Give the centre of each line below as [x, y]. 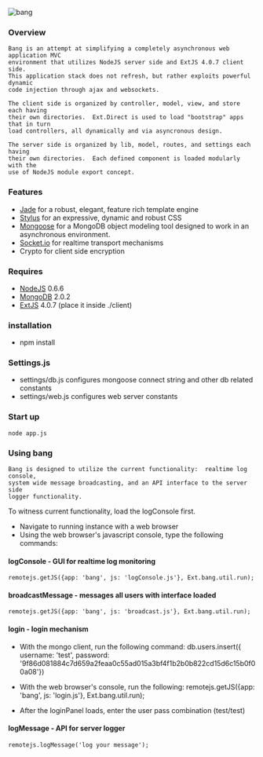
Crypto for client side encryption [72, 251]
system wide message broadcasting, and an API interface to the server [128, 483]
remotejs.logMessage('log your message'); [79, 745]
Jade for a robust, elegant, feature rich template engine [109, 209]
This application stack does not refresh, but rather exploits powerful [130, 76]
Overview [27, 32]
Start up [24, 417]
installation [30, 325]
